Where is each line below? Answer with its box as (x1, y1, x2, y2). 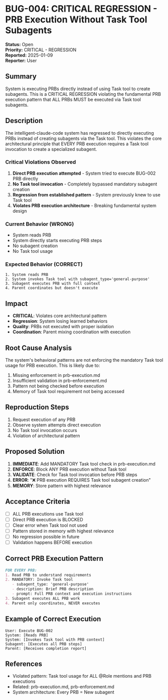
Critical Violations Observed (5, 159, 76, 166)
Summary (5, 72, 37, 81)
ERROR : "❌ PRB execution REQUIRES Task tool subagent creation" (12, 477, 151, 483)
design (12, 208, 27, 214)
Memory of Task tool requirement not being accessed (12, 388, 125, 395)
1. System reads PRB (5, 272, 49, 278)
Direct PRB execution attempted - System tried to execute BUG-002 (12, 170, 156, 176)
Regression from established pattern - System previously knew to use (12, 191, 160, 198)
